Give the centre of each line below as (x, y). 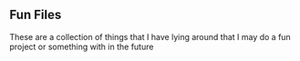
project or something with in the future (82, 46)
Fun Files (36, 15)
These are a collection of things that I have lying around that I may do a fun (150, 36)
